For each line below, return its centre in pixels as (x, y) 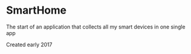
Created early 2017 (29, 45)
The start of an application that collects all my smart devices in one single (96, 27)
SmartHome (36, 10)
